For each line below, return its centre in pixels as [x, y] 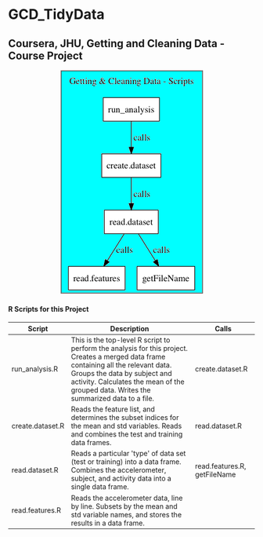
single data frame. [100, 487]
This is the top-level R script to [121, 340]
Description [130, 328]
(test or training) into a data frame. [126, 462]
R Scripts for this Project [49, 309]
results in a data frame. [108, 523]
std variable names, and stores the [126, 514]
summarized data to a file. [113, 398]
